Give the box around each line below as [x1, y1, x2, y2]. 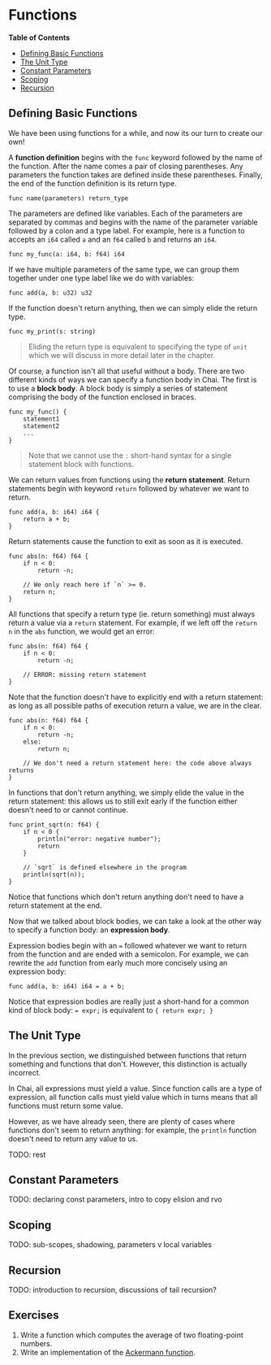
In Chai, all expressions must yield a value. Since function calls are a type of [8, 1084, 262, 1093]
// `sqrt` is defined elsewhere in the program [23, 863, 187, 871]
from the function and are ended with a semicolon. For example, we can [8, 949, 249, 959]
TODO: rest [8, 1149, 46, 1159]
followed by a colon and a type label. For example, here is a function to [8, 225, 245, 235]
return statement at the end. [8, 901, 102, 910]
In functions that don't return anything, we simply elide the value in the [8, 787, 245, 797]
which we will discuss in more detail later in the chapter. [28, 350, 216, 360]
